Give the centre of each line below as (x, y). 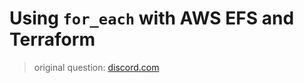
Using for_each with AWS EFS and (152, 18)
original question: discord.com (96, 67)
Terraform (52, 39)
